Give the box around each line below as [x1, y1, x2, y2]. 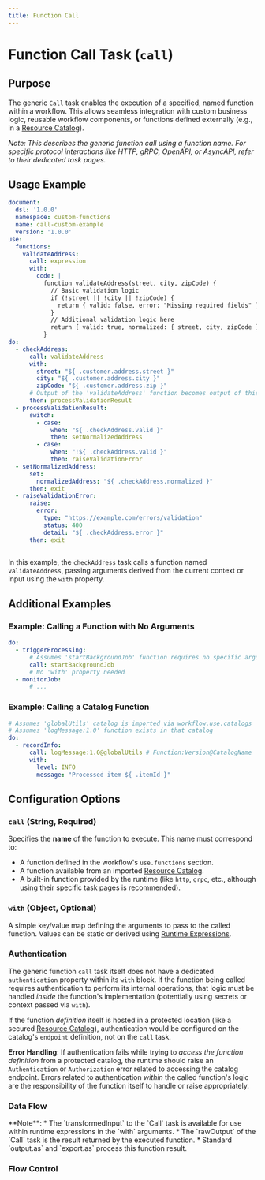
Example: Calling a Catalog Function [8, 701, 150, 712]
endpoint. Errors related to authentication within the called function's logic [8, 1072, 249, 1081]
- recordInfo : [15, 741, 62, 749]
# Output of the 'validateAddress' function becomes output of [28, 390, 242, 398]
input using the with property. [8, 574, 105, 584]
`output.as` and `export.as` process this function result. [8, 1144, 188, 1153]
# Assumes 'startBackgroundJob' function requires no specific [28, 653, 242, 661]
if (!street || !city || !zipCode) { [50, 293, 175, 302]
